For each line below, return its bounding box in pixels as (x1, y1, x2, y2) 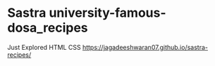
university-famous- (49, 5, 167, 21)
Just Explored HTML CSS (7, 43, 81, 51)
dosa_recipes (7, 20, 88, 36)
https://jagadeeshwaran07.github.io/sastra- (82, 43, 208, 51)
